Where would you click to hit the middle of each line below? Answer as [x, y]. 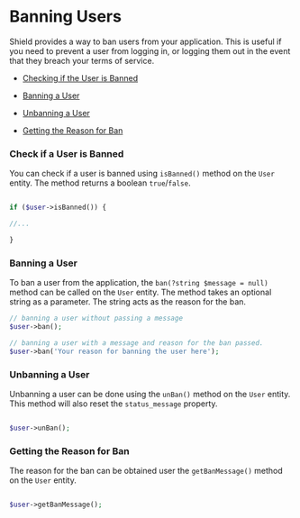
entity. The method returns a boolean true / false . [100, 183]
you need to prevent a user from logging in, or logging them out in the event [150, 50]
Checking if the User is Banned [80, 77]
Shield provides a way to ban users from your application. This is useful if [145, 41]
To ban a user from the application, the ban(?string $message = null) [139, 283]
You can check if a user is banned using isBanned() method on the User [142, 174]
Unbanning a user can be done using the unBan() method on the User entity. [150, 394]
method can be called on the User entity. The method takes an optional [141, 292]
